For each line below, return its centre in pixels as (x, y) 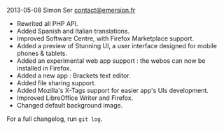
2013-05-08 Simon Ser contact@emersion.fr (71, 10)
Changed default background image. (70, 105)
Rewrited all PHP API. (47, 23)
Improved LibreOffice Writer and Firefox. (75, 98)
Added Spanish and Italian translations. (73, 31)
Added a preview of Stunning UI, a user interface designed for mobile (117, 46)
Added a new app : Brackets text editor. (73, 75)
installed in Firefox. (44, 68)
